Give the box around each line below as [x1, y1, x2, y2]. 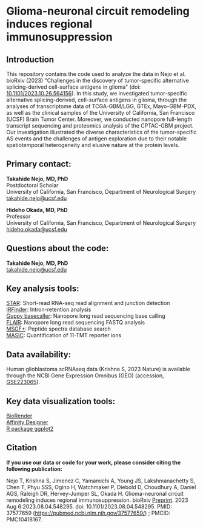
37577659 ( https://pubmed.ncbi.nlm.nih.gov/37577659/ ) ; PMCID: [6, 509, 171, 516]
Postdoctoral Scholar [6, 181, 59, 189]
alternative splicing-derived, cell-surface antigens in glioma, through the [6, 96, 187, 103]
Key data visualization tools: [6, 396, 116, 406]
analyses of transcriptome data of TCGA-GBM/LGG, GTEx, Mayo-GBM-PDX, [6, 103, 196, 110]
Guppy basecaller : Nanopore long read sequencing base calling [6, 312, 165, 320]
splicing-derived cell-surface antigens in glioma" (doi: [6, 83, 141, 91]
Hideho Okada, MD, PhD [6, 206, 68, 213]
